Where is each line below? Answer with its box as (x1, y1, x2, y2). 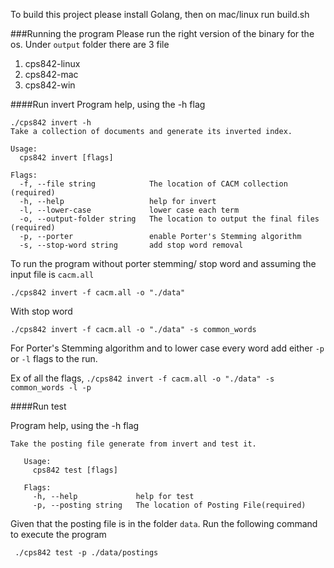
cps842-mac (24, 69, 79, 80)
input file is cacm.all (10, 269, 95, 280)
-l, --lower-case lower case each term (19, 205, 240, 215)
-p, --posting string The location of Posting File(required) (32, 500, 307, 510)
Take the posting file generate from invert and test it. (10, 439, 257, 449)
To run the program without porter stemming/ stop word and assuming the (10, 258, 317, 269)
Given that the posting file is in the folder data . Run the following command (10, 518, 318, 529)
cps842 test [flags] (32, 465, 118, 475)
